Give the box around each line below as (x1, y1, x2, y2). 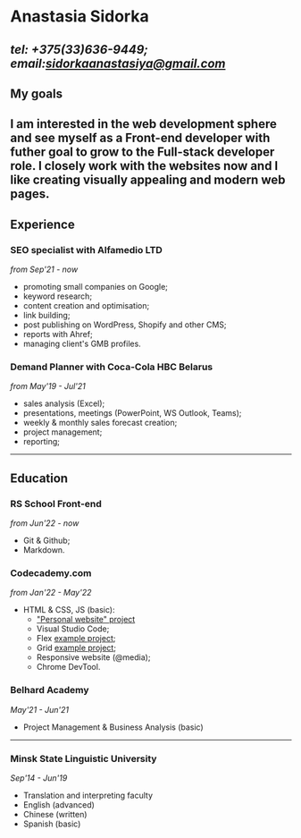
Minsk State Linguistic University (10, 752, 157, 765)
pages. (10, 186, 50, 202)
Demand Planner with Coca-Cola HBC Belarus (10, 360, 213, 373)
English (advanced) (22, 799, 95, 810)
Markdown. (22, 545, 65, 555)
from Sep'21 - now (10, 264, 79, 275)
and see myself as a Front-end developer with (10, 131, 271, 146)
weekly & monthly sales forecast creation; (22, 418, 178, 428)
